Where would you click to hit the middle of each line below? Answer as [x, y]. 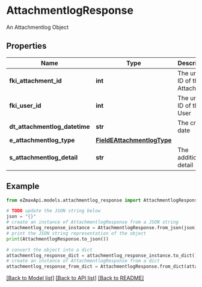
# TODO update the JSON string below [54, 211]
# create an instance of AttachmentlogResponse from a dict [83, 261]
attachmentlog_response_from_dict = [52, 267]
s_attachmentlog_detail [44, 157]
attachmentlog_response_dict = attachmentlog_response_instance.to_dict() [102, 255]
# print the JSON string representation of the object [76, 233]
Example [23, 186]
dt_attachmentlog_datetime [50, 126]
